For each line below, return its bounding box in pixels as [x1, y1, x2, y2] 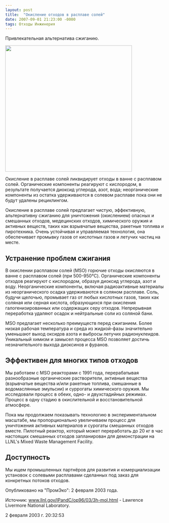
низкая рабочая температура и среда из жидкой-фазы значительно [5, 325, 153, 331]
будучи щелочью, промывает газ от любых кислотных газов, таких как [5, 294, 159, 301]
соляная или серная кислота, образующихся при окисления [5, 300, 136, 306]
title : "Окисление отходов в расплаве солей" [5, 12, 105, 17]
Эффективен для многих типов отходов [5, 356, 138, 365]
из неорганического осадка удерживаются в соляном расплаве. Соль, [5, 289, 159, 295]
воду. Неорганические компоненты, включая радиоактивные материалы [5, 283, 164, 290]
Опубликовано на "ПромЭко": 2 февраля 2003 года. [5, 487, 118, 493]
